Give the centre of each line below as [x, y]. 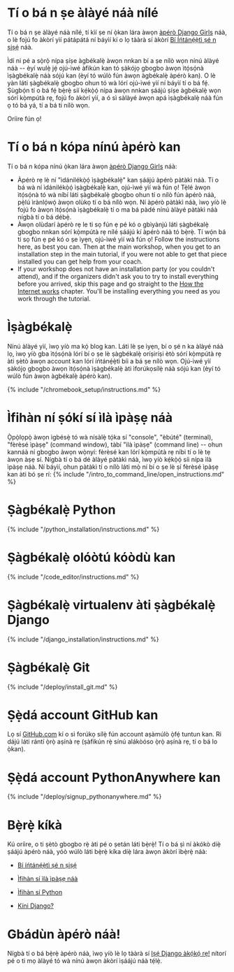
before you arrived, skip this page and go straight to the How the [110, 284]
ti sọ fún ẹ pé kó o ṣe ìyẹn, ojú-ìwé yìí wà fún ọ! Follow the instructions [118, 239]
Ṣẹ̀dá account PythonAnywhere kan [114, 777]
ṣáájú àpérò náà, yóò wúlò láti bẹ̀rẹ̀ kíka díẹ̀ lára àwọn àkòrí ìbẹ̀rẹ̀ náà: [107, 852]
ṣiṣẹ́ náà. [20, 47]
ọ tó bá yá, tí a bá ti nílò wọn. [49, 105]
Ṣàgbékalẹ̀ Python [61, 510]
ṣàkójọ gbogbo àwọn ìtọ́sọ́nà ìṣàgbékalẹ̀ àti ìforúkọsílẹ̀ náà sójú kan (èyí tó [114, 368]
